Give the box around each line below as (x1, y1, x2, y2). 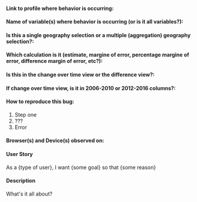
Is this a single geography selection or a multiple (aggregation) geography (6, 31, 191, 38)
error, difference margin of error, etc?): (6, 58, 103, 65)
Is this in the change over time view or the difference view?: (6, 71, 155, 78)
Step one (14, 111, 37, 118)
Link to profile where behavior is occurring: (6, 5, 114, 12)
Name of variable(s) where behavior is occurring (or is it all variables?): (6, 18, 183, 25)
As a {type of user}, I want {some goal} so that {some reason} (6, 164, 156, 171)
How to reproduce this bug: (6, 98, 75, 105)
